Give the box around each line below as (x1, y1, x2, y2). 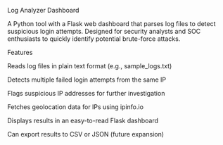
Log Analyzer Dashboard (7, 6, 79, 14)
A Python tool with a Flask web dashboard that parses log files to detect (7, 20, 216, 27)
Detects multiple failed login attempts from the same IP (7, 75, 167, 84)
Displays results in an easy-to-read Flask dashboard (7, 116, 159, 125)
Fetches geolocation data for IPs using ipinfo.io (7, 103, 144, 111)
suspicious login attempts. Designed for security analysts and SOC (7, 27, 201, 35)
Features (7, 49, 33, 56)
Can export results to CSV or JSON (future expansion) (7, 130, 164, 138)
